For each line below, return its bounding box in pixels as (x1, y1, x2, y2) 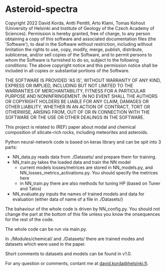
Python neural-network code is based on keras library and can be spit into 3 (5, 138, 162, 145)
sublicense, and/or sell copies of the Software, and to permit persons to (5, 51, 153, 58)
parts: (5, 144, 17, 150)
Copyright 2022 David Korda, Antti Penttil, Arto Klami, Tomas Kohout (5, 20, 145, 26)
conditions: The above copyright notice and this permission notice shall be (5, 62, 158, 68)
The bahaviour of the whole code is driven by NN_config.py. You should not (5, 206, 160, 212)
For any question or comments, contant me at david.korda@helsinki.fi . (5, 260, 149, 266)
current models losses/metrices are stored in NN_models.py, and (19, 164, 153, 170)
